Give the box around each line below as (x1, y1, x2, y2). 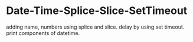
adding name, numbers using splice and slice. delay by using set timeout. (6, 23, 185, 30)
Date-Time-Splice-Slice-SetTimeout (6, 4, 188, 17)
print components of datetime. (6, 29, 80, 36)
